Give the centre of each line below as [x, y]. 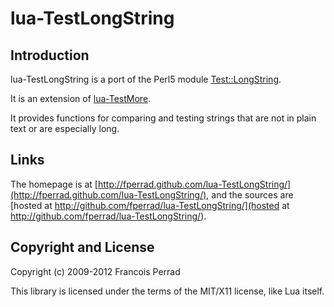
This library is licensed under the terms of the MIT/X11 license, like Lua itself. [167, 291]
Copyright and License [82, 247]
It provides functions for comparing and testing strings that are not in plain [163, 118]
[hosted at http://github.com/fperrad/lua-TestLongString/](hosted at [150, 205]
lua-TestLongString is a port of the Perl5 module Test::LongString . [146, 79]
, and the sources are [250, 194]
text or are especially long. [65, 128]
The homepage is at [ [54, 184]
